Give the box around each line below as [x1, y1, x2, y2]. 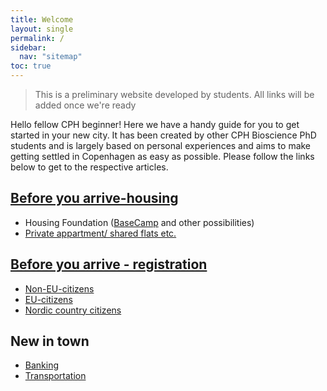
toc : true [10, 61, 52, 71]
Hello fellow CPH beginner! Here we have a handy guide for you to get [10, 119, 300, 130]
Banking [24, 359, 60, 371]
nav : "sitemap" [19, 52, 83, 62]
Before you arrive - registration [10, 256, 208, 273]
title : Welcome [10, 14, 74, 25]
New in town [10, 333, 90, 350]
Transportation [24, 370, 87, 382]
